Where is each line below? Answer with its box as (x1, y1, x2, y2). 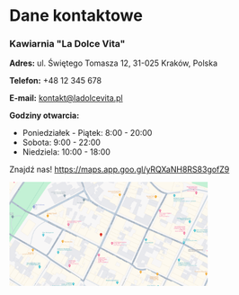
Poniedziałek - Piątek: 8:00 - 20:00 (22, 128, 153, 139)
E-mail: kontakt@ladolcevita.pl (9, 93, 123, 103)
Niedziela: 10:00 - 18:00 (22, 147, 111, 157)
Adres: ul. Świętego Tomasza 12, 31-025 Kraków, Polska (9, 58, 218, 68)
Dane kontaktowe (9, 5, 144, 26)
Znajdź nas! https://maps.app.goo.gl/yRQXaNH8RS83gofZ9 (9, 164, 230, 175)
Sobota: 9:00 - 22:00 (22, 137, 102, 148)
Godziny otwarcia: (9, 110, 80, 121)
